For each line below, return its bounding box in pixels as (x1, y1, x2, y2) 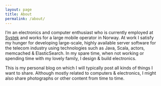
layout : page (5, 7, 32, 12)
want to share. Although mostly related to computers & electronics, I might (5, 70, 157, 76)
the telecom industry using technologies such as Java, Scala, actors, (5, 45, 145, 51)
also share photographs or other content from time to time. (5, 75, 125, 81)
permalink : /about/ (5, 16, 45, 21)
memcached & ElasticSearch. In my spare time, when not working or (5, 50, 144, 56)
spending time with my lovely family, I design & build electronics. (5, 56, 137, 62)
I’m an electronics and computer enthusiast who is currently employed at (5, 30, 154, 36)
